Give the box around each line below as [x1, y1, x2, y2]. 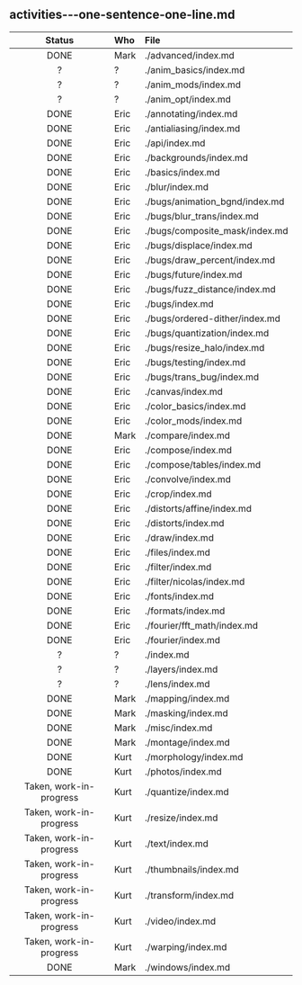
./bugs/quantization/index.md [145, 327, 270, 339]
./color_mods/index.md [145, 414, 243, 426]
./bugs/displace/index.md [145, 238, 253, 251]
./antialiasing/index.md [145, 121, 241, 134]
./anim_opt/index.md [145, 93, 232, 105]
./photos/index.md [145, 765, 222, 777]
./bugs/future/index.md [145, 268, 243, 281]
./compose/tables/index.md [145, 458, 262, 470]
